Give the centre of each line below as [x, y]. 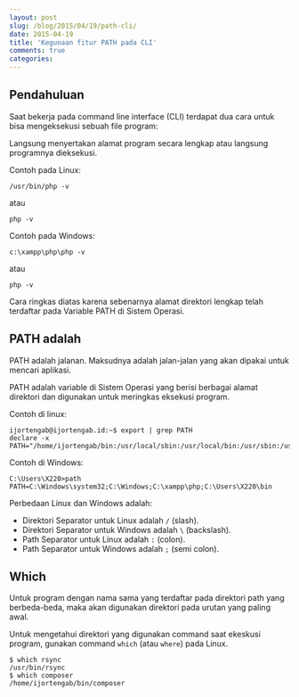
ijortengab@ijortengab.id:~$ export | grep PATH [101, 430]
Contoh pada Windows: [52, 235]
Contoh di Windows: [46, 462]
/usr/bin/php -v [39, 186]
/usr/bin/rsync [37, 668]
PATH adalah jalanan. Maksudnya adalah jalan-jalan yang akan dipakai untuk [149, 360]
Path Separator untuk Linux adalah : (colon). [104, 539]
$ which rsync [36, 660]
